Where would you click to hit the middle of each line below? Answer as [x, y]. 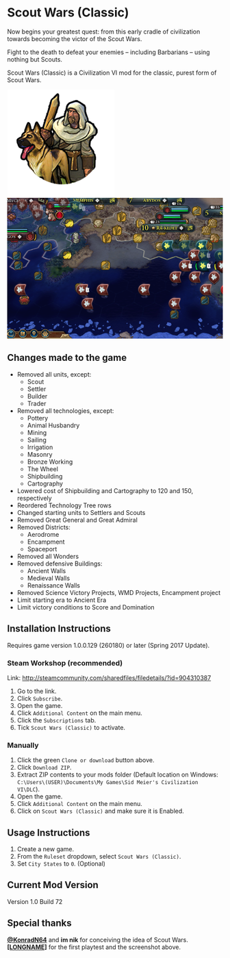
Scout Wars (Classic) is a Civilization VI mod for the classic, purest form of [112, 73]
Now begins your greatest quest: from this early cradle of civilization [104, 31]
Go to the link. [37, 691]
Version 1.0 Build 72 [35, 901]
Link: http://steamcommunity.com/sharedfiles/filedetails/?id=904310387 [109, 678]
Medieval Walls [49, 578]
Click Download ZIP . [44, 768]
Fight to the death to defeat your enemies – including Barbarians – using [108, 52]
